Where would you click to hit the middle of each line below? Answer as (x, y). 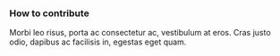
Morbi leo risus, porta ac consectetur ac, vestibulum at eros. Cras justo (140, 33)
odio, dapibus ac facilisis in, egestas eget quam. (98, 42)
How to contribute (49, 13)
